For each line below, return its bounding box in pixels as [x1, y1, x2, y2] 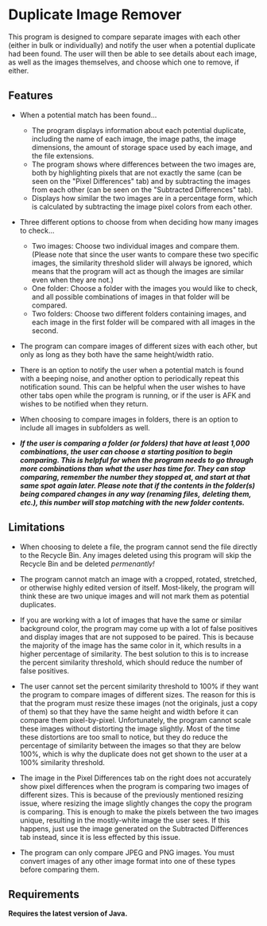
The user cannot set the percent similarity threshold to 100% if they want [19, 681, 259, 691]
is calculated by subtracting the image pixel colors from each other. [31, 202, 253, 211]
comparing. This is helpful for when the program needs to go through [19, 455, 254, 465]
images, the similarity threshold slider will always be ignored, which [31, 257, 253, 268]
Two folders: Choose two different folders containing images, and [31, 308, 247, 318]
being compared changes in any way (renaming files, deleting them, [19, 489, 252, 499]
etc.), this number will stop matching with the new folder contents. [19, 497, 245, 507]
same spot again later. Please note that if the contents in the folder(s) [19, 481, 256, 490]
